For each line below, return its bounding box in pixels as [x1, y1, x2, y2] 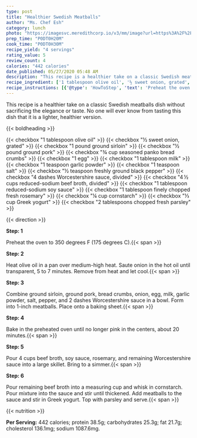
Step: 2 [6, 250, 25, 257]
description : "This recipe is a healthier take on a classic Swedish [6, 74, 180, 80]
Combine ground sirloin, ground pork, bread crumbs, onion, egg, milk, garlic [6, 290, 190, 297]
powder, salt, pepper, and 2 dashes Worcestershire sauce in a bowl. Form [6, 297, 184, 304]
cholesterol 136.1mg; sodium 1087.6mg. [6, 425, 100, 432]
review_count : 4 [6, 57, 46, 63]
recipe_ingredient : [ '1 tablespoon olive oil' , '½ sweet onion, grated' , [6, 80, 191, 86]
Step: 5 [6, 343, 25, 350]
